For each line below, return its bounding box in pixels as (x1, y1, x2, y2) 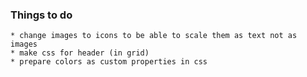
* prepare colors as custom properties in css (10, 57, 208, 67)
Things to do (10, 8, 73, 22)
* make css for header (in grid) (10, 48, 150, 58)
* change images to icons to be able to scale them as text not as (10, 31, 298, 41)
